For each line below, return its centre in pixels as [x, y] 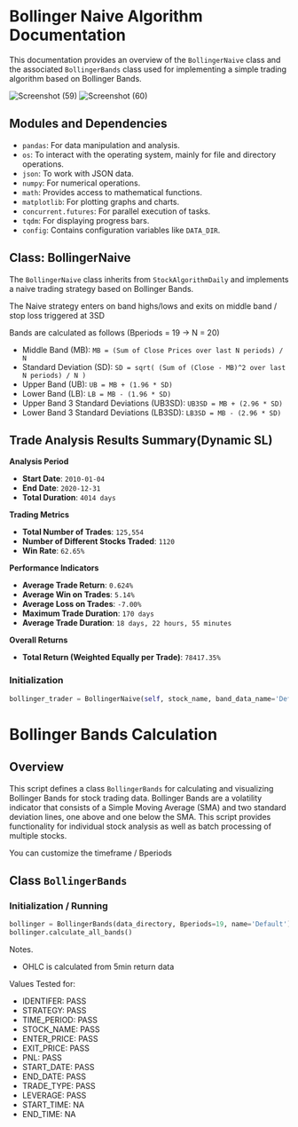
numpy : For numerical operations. [81, 183]
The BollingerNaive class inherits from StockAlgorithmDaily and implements [149, 279]
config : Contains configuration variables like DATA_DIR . [121, 230]
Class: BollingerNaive [70, 258]
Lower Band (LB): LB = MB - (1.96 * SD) [96, 393]
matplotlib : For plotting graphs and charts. [101, 201]
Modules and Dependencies [88, 124]
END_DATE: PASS [54, 1076]
